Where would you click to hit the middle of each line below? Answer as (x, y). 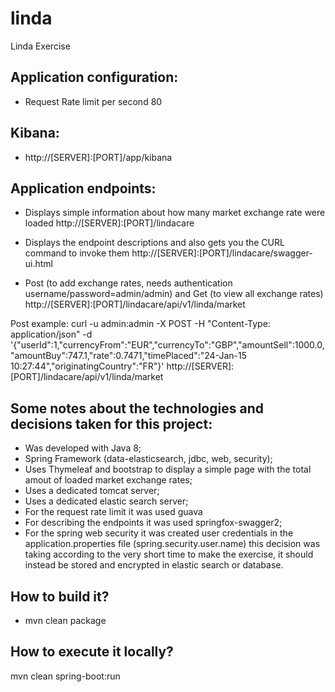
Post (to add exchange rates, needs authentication (128, 283)
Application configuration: (94, 77)
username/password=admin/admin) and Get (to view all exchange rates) (174, 294)
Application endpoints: (83, 188)
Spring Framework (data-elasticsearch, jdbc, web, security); (148, 459)
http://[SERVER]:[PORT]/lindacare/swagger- (222, 253)
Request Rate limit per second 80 (93, 101)
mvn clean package (65, 620)
